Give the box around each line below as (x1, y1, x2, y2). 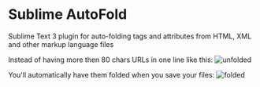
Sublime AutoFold (8, 5, 128, 24)
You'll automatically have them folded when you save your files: (8, 70, 215, 79)
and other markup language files (8, 39, 114, 49)
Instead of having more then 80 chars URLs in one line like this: (8, 55, 214, 64)
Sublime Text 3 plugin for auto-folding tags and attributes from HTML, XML (8, 31, 252, 41)
